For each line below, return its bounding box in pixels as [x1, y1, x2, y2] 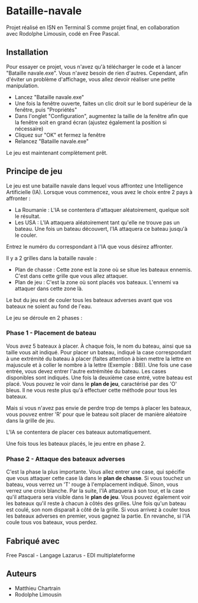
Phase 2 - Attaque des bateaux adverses [6, 455, 125, 463]
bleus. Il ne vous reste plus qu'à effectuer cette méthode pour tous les [6, 386, 177, 393]
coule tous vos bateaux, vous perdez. [6, 519, 98, 526]
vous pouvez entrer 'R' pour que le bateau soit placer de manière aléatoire [6, 411, 187, 418]
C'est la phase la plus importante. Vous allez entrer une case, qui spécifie [6, 468, 185, 475]
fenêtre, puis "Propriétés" [14, 106, 77, 113]
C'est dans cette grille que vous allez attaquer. [14, 272, 128, 280]
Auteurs [6, 569, 37, 579]
